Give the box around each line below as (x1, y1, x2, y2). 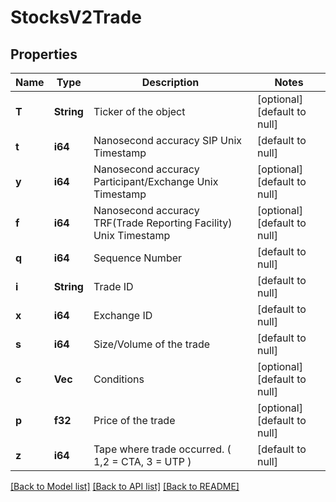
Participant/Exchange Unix (93, 175, 219, 188)
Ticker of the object (93, 105, 186, 118)
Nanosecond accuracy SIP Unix (93, 134, 242, 147)
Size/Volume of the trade (93, 337, 211, 351)
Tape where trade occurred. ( (93, 442, 232, 456)
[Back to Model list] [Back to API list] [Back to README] (10, 481, 240, 492)
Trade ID (93, 280, 134, 293)
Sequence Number (93, 251, 183, 265)
